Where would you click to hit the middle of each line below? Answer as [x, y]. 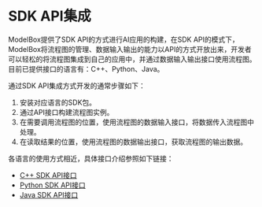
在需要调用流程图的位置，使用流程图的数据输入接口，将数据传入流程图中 [137, 122]
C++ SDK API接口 [48, 175]
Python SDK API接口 [53, 185]
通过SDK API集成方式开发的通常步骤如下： [77, 85]
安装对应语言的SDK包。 [58, 102]
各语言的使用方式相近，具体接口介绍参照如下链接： [91, 158]
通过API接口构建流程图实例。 [66, 112]
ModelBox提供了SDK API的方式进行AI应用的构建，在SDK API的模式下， [124, 39]
